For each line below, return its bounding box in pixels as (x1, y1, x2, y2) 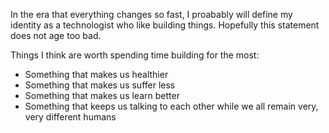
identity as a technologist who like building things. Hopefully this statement (10, 19, 320, 31)
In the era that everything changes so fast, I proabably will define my (10, 9, 293, 20)
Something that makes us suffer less (24, 79, 176, 91)
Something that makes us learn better (24, 90, 180, 101)
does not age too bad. (10, 30, 102, 41)
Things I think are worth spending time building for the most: (10, 49, 260, 61)
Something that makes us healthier (24, 69, 169, 80)
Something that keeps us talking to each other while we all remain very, (24, 100, 319, 112)
